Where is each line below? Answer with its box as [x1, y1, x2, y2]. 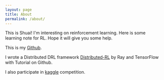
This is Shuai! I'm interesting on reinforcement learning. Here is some [5, 30, 146, 36]
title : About [5, 12, 32, 17]
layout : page [5, 7, 32, 12]
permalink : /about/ [5, 16, 45, 21]
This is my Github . [5, 45, 42, 51]
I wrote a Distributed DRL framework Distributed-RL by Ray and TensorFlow [5, 54, 159, 60]
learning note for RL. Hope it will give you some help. [5, 35, 113, 41]
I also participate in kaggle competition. [5, 69, 85, 75]
